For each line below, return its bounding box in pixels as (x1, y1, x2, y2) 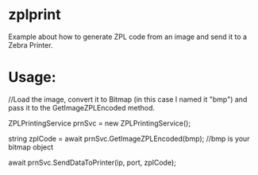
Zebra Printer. (8, 40, 53, 49)
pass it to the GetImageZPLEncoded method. (8, 103, 156, 112)
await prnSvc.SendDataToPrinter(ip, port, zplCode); (8, 157, 177, 167)
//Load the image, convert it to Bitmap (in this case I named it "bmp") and (8, 94, 248, 104)
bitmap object (8, 142, 54, 152)
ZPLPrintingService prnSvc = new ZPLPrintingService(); (8, 118, 191, 128)
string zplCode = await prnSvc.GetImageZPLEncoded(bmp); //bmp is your (8, 134, 250, 143)
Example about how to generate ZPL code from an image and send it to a (8, 32, 248, 41)
